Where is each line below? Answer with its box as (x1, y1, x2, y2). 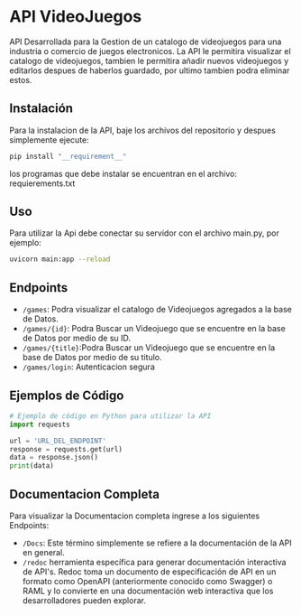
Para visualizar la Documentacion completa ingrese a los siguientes (9, 510, 260, 521)
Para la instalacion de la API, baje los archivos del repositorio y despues (9, 125, 277, 135)
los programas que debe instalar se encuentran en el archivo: (9, 168, 237, 179)
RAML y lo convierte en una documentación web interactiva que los (22, 585, 274, 596)
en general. (22, 547, 65, 557)
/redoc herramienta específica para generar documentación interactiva (22, 557, 287, 567)
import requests (9, 420, 70, 429)
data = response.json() (9, 453, 99, 462)
